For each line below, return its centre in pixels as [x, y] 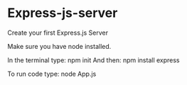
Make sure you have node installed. [59, 46]
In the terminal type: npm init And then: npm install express [93, 60]
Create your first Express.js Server [58, 33]
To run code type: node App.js [52, 74]
